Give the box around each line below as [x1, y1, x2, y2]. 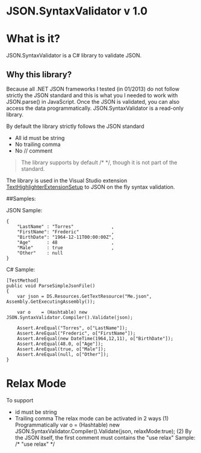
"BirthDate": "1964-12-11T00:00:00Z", [17, 234, 114, 240]
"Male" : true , [17, 244, 114, 251]
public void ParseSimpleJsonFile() [6, 282, 96, 289]
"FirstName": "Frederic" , [17, 229, 114, 235]
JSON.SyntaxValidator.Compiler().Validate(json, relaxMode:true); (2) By [14, 427, 192, 435]
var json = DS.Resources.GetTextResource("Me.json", [17, 293, 152, 299]
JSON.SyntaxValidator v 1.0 [6, 4, 148, 18]
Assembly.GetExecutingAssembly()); [6, 299, 96, 305]
